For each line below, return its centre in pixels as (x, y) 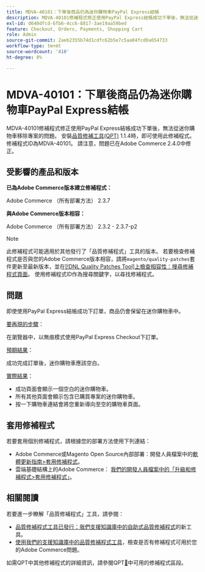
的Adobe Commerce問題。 (49, 549)
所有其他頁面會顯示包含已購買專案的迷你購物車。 (77, 396)
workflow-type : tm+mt (34, 46)
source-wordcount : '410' (38, 52)
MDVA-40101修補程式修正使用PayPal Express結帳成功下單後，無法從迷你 (98, 128)
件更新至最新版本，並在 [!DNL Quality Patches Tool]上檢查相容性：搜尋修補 (100, 266)
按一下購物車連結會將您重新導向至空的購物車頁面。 (79, 404)
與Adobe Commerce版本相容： (46, 213)
